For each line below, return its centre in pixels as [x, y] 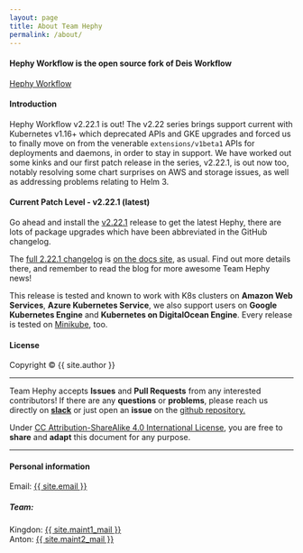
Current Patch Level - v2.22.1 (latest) [80, 202]
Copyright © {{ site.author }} [62, 365]
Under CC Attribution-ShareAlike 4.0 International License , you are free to [146, 428]
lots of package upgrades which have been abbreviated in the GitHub [138, 232]
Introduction [33, 104]
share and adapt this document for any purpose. [100, 438]
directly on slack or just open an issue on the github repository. [128, 410]
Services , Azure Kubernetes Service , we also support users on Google [143, 305]
